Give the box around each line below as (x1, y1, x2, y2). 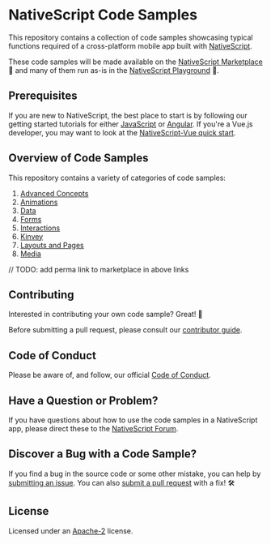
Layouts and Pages (19, 240, 84, 250)
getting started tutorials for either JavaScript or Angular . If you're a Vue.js (8, 119, 253, 129)
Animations (19, 197, 58, 207)
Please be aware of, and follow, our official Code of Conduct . (8, 371, 212, 380)
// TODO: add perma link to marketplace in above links (8, 264, 189, 274)
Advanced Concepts (19, 188, 89, 198)
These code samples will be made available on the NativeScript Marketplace (8, 57, 263, 66)
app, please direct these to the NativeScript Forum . (8, 424, 179, 433)
